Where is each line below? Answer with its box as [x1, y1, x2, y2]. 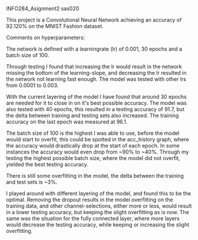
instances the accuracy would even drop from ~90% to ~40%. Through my [6, 148, 189, 155]
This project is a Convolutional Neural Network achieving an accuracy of [6, 16, 182, 23]
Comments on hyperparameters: [6, 34, 85, 41]
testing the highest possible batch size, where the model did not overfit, [6, 155, 181, 161]
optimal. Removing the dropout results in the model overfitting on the [6, 196, 173, 203]
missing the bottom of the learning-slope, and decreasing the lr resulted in [6, 69, 187, 76]
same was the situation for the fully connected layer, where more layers [6, 215, 180, 222]
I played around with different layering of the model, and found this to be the [6, 190, 192, 196]
